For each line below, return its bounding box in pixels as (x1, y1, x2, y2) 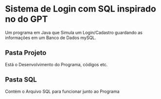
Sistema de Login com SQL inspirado (5, 3, 157, 14)
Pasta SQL (5, 76, 37, 84)
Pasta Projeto (5, 49, 47, 57)
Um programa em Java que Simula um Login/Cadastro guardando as (5, 29, 143, 35)
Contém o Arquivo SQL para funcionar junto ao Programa (5, 88, 120, 94)
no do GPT (5, 14, 48, 25)
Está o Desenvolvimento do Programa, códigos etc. (5, 61, 108, 67)
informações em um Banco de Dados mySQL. (5, 35, 96, 41)
